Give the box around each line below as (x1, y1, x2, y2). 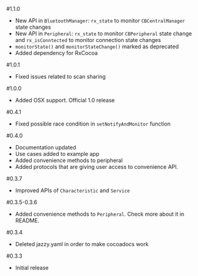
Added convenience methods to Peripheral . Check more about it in (15, 210, 185, 218)
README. (15, 217, 40, 224)
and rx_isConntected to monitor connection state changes (15, 37, 161, 43)
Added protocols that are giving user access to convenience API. (15, 163, 179, 170)
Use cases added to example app (15, 150, 99, 157)
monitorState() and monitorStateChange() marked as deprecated (15, 43, 179, 50)
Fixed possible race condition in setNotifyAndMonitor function (15, 120, 171, 127)
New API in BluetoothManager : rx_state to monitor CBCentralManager (15, 17, 185, 24)
